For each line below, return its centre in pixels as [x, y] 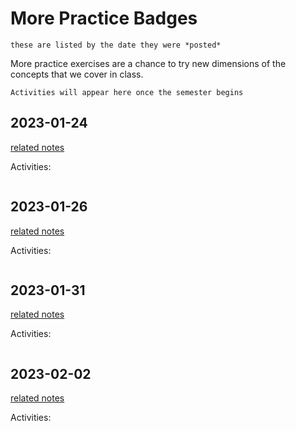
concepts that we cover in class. [77, 74]
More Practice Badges [104, 18]
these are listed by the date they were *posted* [116, 45]
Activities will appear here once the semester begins [127, 92]
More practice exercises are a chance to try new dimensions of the [148, 63]
